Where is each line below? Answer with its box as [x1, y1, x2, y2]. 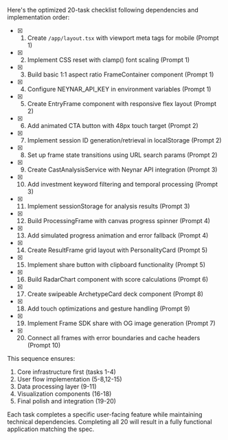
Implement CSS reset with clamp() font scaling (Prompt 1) [27, 56, 190, 64]
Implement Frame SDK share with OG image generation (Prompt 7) [27, 319, 216, 327]
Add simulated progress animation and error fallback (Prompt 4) [27, 231, 209, 240]
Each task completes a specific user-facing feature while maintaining [7, 410, 203, 419]
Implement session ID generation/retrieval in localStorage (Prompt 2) [27, 136, 222, 144]
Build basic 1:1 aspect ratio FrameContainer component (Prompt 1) [27, 70, 214, 78]
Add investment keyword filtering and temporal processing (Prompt [27, 180, 218, 188]
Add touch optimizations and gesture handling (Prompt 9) [27, 304, 190, 313]
